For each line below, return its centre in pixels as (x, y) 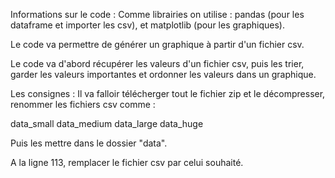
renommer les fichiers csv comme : (83, 104)
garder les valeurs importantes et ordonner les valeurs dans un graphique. (163, 74)
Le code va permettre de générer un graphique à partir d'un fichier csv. (157, 44)
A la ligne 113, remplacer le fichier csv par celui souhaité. (127, 162)
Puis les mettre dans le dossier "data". (89, 143)
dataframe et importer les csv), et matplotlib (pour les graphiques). (147, 25)
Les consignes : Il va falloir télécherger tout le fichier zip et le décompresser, (168, 93)
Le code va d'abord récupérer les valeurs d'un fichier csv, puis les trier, (157, 63)
